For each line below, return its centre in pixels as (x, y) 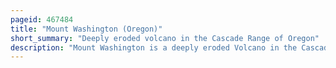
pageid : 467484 (42, 19)
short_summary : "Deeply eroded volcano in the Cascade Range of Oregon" (165, 38)
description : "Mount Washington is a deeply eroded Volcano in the (154, 47)
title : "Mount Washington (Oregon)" (86, 29)
